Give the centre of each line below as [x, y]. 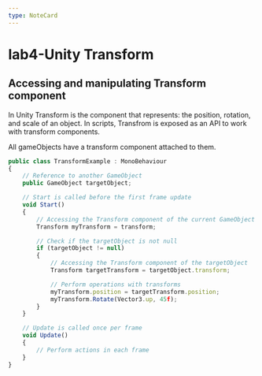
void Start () [44, 205]
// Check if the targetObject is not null [107, 241]
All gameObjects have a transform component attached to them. [112, 147]
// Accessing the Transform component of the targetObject [149, 263]
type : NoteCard [33, 15]
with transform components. [54, 132]
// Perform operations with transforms [115, 285]
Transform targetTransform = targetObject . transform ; [140, 270]
